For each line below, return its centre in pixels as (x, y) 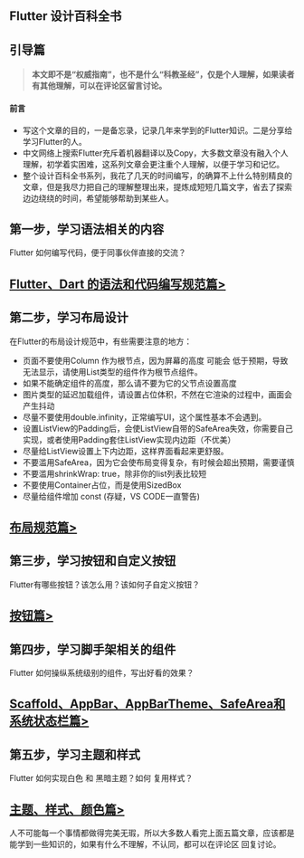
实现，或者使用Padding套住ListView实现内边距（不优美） (129, 439)
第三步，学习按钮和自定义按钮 (93, 561)
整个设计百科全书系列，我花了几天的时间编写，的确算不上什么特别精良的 (157, 176)
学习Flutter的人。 (55, 141)
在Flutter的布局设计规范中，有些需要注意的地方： (101, 341)
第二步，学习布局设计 (69, 318)
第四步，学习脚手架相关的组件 (93, 649)
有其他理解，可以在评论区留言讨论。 (99, 86)
